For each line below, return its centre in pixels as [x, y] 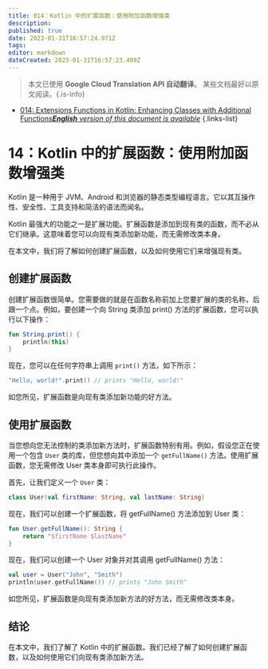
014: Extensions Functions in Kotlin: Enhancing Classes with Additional [135, 110]
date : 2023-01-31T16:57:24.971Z [62, 38]
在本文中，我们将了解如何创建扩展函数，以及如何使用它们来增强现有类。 [127, 251]
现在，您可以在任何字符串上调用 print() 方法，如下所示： [103, 365]
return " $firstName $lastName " [75, 536]
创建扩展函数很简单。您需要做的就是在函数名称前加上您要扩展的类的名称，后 [134, 299]
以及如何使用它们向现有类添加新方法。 [85, 657]
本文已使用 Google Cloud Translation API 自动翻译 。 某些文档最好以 [140, 84]
